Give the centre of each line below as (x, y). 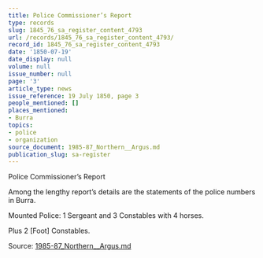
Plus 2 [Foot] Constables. (49, 231)
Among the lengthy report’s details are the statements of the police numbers (132, 192)
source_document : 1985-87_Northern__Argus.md (84, 147)
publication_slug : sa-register (59, 154)
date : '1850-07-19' (40, 52)
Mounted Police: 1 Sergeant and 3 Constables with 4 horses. (106, 216)
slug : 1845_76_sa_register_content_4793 (76, 30)
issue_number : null (40, 74)
